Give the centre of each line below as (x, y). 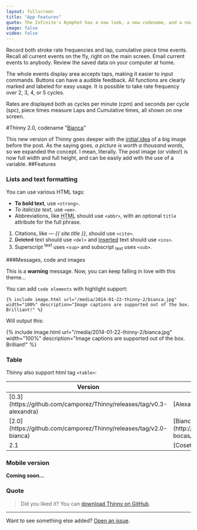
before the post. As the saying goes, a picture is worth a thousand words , (95, 146)
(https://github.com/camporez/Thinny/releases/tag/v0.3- (88, 404)
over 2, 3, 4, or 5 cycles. (35, 93)
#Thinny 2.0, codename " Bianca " (46, 128)
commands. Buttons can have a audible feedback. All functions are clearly (96, 80)
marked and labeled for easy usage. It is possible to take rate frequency (93, 86)
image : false (22, 28)
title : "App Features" (34, 17)
